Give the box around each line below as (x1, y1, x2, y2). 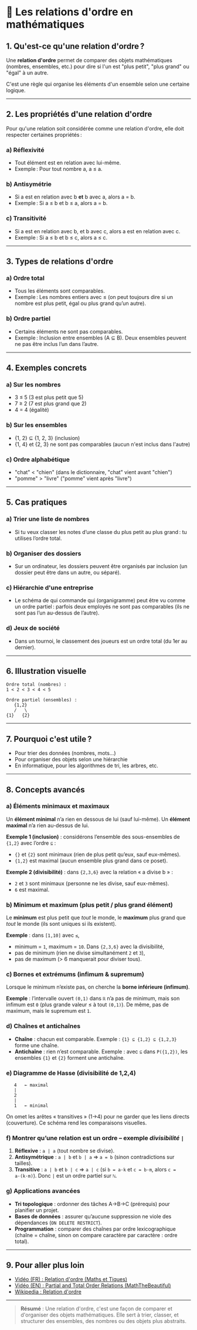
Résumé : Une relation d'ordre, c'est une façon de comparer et (20, 1305, 173, 1312)
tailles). (14, 1160, 33, 1167)
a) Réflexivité (6, 146, 45, 154)
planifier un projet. (14, 1207, 59, 1214)
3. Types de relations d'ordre (6, 257, 114, 267)
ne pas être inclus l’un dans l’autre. (14, 340, 98, 347)
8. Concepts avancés (6, 784, 85, 795)
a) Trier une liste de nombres (6, 515, 90, 523)
